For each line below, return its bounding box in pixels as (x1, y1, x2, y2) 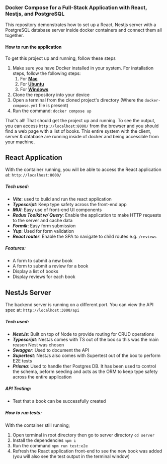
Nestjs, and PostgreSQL (5, 10, 65, 17)
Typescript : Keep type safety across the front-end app (12, 202, 127, 208)
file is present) (38, 102, 69, 108)
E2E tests (12, 358, 32, 364)
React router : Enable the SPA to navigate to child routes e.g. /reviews (12, 233, 157, 240)
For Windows (20, 86, 49, 92)
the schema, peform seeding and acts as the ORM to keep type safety (12, 368, 158, 375)
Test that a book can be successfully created (12, 398, 106, 404)
